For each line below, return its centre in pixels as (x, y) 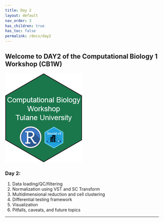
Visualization (25, 205)
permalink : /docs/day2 (28, 36)
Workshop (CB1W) (34, 64)
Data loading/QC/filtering (37, 184)
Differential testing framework (42, 200)
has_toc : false (20, 31)
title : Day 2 (18, 10)
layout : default (21, 15)
